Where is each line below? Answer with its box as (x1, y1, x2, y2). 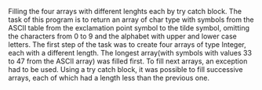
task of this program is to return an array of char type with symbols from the (8, 15, 254, 24)
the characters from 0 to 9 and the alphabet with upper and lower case (8, 31, 237, 41)
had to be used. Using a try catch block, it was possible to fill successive (8, 65, 243, 74)
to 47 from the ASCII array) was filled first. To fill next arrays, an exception (8, 56, 248, 66)
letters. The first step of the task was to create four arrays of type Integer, (8, 40, 247, 49)
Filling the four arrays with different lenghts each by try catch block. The (8, 7, 242, 16)
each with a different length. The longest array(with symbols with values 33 (8, 49, 253, 57)
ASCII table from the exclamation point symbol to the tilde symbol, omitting (8, 23, 249, 32)
